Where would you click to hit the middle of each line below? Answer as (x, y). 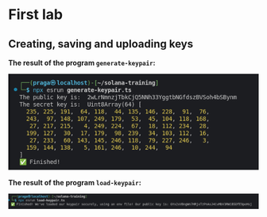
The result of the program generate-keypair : (82, 63)
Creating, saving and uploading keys (101, 44)
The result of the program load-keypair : (75, 182)
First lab (36, 15)
